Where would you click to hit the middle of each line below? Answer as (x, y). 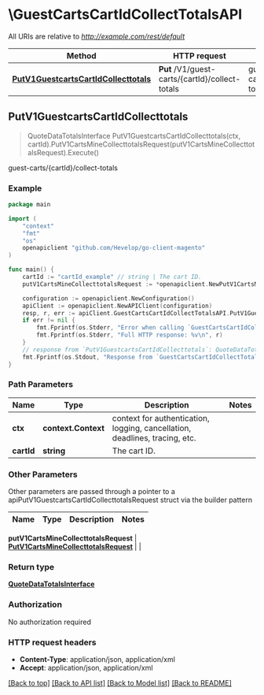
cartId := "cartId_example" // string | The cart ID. (112, 277)
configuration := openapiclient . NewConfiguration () (108, 298)
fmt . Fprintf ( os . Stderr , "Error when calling (110, 328)
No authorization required (50, 622)
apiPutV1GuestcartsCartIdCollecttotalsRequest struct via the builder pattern (130, 500)
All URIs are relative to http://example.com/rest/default (97, 36)
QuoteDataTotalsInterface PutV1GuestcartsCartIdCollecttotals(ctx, (134, 136)
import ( (22, 218)
